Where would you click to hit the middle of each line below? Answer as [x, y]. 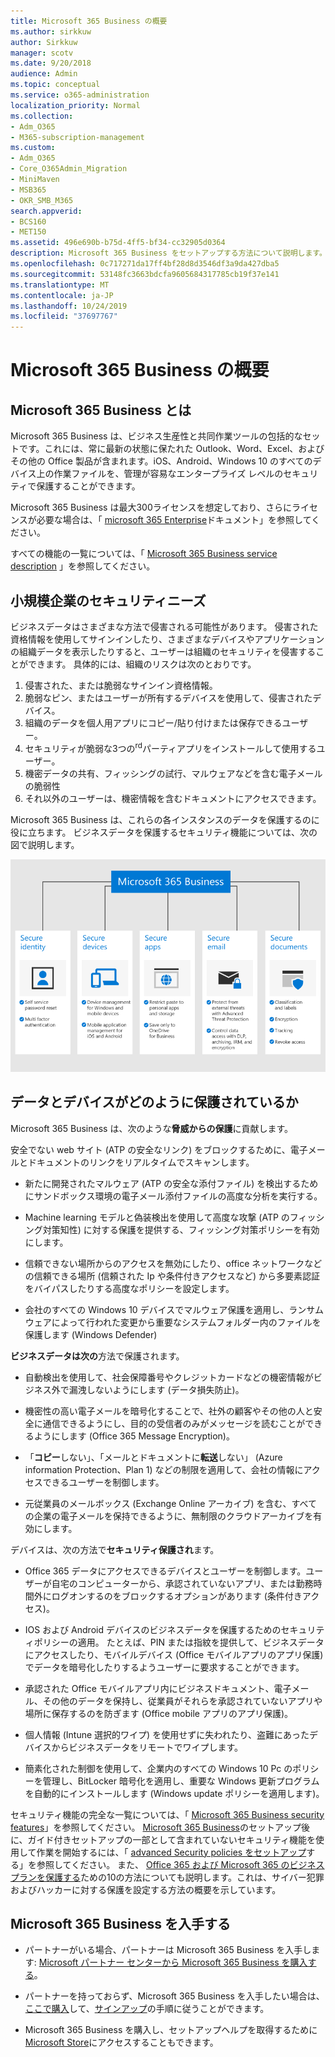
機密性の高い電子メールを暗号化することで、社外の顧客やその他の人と [169, 1411]
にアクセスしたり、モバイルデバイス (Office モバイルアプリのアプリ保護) [174, 1654]
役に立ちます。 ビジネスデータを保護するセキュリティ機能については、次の [164, 832]
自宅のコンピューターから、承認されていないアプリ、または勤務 [182, 1583]
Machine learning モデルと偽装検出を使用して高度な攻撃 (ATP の [157, 1217]
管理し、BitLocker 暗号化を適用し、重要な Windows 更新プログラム [181, 1781]
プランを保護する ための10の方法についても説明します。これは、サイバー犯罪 [167, 1877]
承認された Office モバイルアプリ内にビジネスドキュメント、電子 [158, 1688]
